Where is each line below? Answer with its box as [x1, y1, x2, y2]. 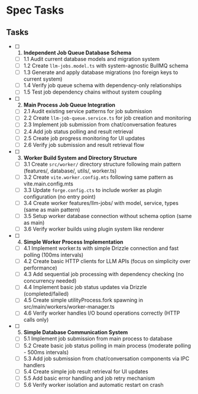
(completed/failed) [23, 290, 69, 297]
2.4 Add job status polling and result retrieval [23, 128, 134, 135]
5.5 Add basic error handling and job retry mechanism [23, 374, 155, 382]
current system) [23, 75, 63, 83]
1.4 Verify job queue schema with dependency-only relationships [23, 82, 182, 89]
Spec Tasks [6, 4, 64, 17]
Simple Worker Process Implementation [23, 238, 124, 246]
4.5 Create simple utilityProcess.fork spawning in [23, 297, 144, 304]
